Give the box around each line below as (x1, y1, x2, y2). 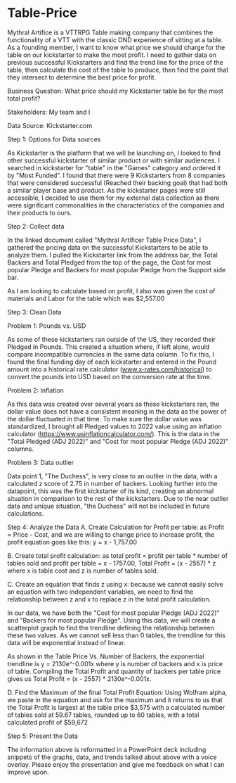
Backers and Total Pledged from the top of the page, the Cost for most (7, 258, 211, 267)
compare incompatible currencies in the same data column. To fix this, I (7, 350, 214, 358)
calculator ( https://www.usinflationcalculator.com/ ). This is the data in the (7, 429, 220, 438)
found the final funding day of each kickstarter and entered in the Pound (7, 357, 216, 366)
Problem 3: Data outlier (7, 458, 74, 466)
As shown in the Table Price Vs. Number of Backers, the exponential (7, 652, 205, 661)
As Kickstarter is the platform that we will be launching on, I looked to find (7, 148, 221, 157)
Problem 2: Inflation (7, 386, 65, 395)
